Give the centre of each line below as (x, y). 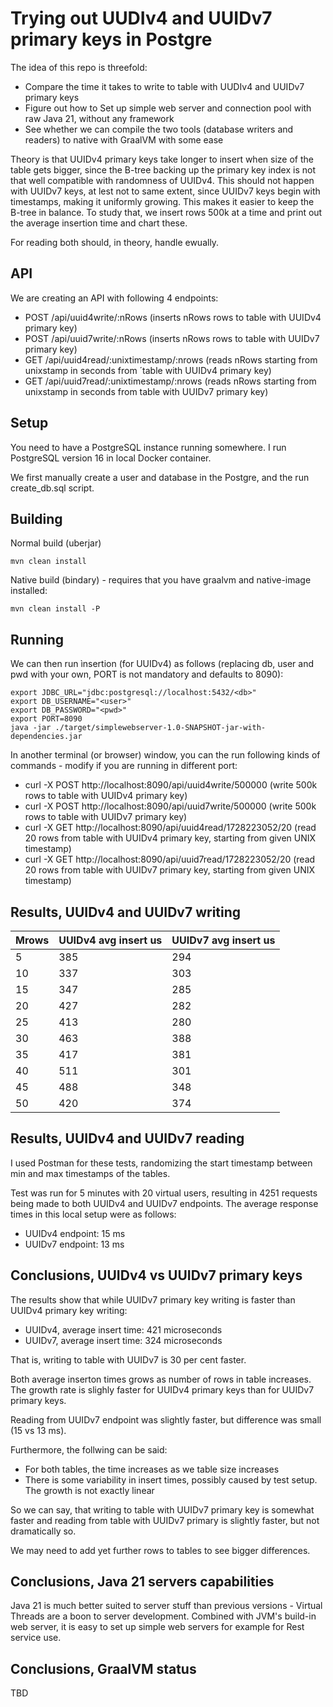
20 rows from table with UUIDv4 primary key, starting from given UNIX (170, 838)
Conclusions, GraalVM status (103, 1668)
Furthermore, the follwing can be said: (89, 1449)
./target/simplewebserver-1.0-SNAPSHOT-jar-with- (160, 728)
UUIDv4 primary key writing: (69, 1310)
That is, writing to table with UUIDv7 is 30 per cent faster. (128, 1359)
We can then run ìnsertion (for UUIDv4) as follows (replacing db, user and (162, 664)
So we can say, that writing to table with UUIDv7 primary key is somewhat (162, 1509)
